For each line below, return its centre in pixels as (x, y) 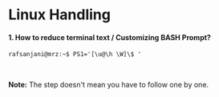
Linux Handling (59, 15)
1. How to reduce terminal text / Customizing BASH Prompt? (109, 37)
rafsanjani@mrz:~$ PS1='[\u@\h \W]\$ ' (75, 55)
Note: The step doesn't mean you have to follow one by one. (109, 85)
